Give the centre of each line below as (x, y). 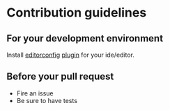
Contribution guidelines (77, 13)
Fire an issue (35, 93)
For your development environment (85, 38)
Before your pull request (60, 76)
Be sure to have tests (47, 100)
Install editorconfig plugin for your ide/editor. (71, 55)
